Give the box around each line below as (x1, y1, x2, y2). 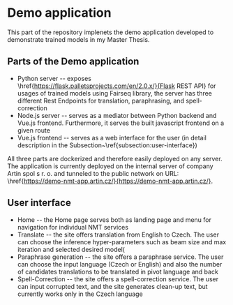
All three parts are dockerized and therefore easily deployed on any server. (7, 154, 223, 163)
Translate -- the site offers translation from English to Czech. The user (17, 230, 220, 239)
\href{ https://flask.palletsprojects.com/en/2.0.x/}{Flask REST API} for (17, 82, 216, 90)
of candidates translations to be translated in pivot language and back (17, 267, 218, 276)
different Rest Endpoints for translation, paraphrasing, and (17, 96, 185, 105)
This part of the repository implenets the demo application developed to (7, 28, 214, 36)
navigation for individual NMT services (17, 223, 129, 231)
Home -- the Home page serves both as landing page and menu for (17, 215, 211, 224)
